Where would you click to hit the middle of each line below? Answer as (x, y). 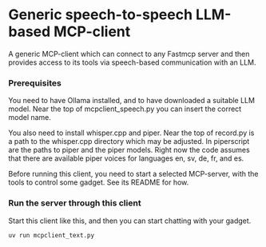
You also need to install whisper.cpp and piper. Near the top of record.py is (131, 133)
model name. (30, 118)
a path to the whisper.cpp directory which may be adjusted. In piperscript (129, 141)
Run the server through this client (75, 203)
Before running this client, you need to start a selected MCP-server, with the (133, 174)
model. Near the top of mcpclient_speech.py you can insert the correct (125, 109)
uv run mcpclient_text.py (51, 235)
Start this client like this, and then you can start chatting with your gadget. (130, 221)
